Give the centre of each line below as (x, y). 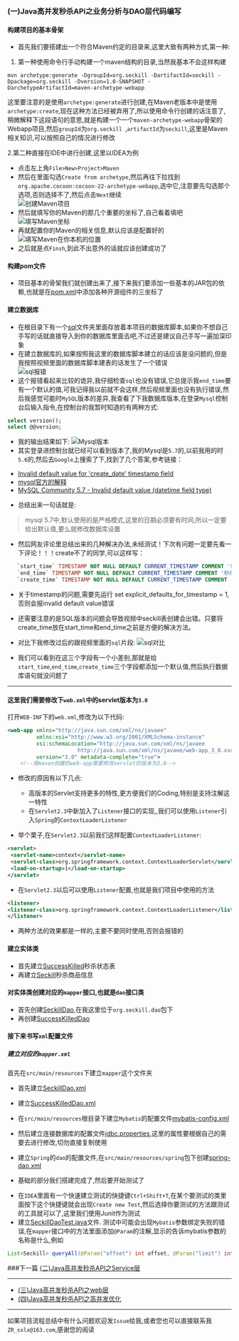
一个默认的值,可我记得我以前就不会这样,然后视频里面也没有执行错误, (123, 389)
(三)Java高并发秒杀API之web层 (63, 1290)
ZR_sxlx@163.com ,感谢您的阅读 (51, 1330)
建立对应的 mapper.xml (39, 1054)
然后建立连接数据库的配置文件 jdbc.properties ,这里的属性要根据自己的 (119, 1134)
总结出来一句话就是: (47, 505)
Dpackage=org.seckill (39, 82)
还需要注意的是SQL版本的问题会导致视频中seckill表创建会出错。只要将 (120, 618)
